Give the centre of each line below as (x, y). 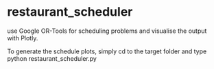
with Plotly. (23, 38)
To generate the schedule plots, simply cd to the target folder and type (107, 51)
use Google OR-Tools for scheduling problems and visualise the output (107, 31)
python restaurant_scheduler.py (52, 58)
